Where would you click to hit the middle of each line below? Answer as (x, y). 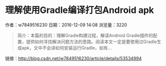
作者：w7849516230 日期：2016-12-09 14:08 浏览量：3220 (66, 25)
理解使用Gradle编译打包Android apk (80, 10)
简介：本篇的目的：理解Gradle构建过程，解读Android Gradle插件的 (85, 35)
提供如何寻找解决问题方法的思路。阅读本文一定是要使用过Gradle (91, 41)
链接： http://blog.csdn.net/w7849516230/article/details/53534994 (74, 58)
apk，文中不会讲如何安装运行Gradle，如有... (67, 48)
